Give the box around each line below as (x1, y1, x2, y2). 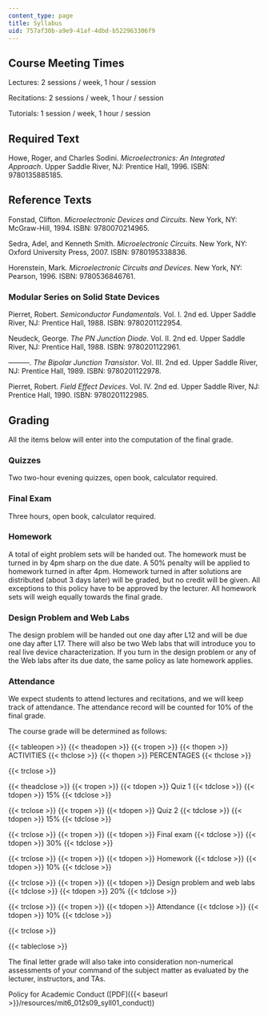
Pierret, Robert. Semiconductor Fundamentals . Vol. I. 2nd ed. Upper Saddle (8, 309, 256, 319)
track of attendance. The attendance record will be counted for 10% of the (8, 702, 254, 712)
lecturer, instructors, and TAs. (8, 974, 106, 984)
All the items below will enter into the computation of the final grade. (8, 435, 234, 444)
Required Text (8, 131, 80, 145)
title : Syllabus (8, 19, 62, 27)
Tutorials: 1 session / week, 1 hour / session (8, 109, 150, 119)
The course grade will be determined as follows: (8, 726, 168, 736)
